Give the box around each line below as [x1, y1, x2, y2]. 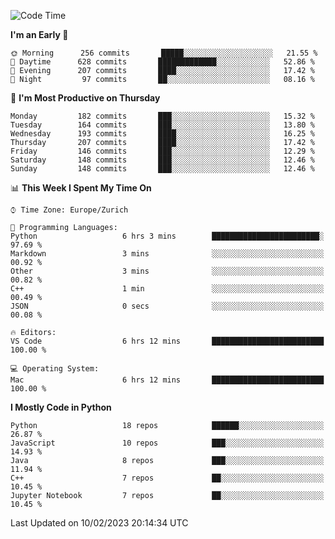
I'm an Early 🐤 [10, 29, 69, 40]
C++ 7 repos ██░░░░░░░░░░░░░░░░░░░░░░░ [10, 473, 325, 483]
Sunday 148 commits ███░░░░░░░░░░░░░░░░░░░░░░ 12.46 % [10, 164, 315, 174]
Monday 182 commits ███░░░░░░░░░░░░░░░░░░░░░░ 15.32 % [10, 111, 315, 121]
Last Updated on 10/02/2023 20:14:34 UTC [10, 517, 189, 529]
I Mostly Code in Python [10, 401, 112, 413]
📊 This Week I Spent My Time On [10, 182, 152, 194]
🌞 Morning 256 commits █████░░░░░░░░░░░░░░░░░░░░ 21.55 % [10, 48, 318, 58]
